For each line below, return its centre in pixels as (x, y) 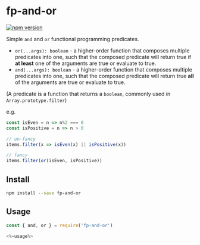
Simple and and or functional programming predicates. (73, 39)
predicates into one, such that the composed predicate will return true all (104, 76)
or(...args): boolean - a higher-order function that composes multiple (102, 50)
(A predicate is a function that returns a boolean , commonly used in (88, 94)
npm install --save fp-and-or (44, 193)
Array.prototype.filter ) (37, 100)
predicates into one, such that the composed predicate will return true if (103, 57)
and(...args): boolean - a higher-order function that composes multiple (103, 69)
